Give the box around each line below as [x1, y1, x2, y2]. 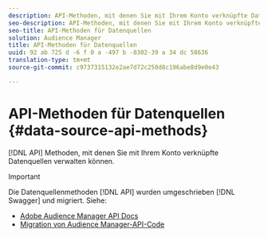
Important [8, 172, 41, 181]
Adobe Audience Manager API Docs [19, 211, 139, 220]
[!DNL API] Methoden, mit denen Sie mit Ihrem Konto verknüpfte [8, 148, 219, 157]
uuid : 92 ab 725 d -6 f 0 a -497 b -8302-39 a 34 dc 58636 [8, 49, 209, 56]
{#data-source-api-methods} [8, 121, 209, 139]
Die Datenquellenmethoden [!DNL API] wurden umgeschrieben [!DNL [8, 187, 235, 196]
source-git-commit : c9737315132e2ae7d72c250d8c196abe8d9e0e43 [8, 64, 219, 72]
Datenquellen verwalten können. [8, 156, 115, 165]
